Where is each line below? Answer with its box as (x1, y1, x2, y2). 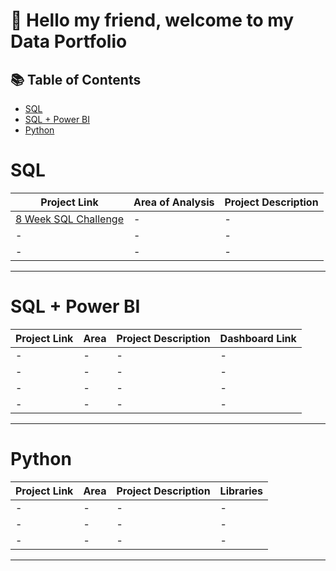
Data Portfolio (10, 30, 128, 53)
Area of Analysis (133, 195, 215, 209)
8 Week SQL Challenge (15, 212, 125, 226)
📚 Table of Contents (10, 71, 142, 88)
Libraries (219, 484, 264, 498)
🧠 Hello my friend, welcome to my (10, 9, 295, 32)
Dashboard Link (219, 331, 297, 345)
